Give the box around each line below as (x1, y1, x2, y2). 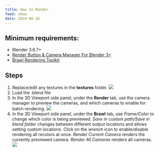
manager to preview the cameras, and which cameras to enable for (12, 100, 146, 106)
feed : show (5, 12, 27, 16)
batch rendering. (12, 106, 45, 111)
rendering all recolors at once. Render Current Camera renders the (12, 132, 145, 137)
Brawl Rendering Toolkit (12, 57, 60, 63)
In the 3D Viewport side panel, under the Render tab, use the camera (12, 95, 150, 101)
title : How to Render (5, 7, 49, 12)
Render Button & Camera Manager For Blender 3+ (12, 52, 112, 58)
